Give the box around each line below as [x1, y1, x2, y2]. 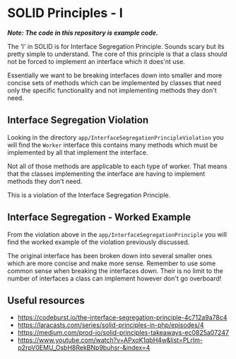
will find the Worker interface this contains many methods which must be [7, 140, 218, 149]
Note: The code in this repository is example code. [7, 28, 159, 37]
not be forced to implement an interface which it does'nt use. [7, 57, 185, 65]
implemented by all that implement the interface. [7, 148, 148, 157]
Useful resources [7, 294, 85, 306]
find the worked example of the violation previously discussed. [7, 238, 190, 246]
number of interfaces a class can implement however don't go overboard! [7, 274, 222, 282]
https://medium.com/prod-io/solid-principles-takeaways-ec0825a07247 [17, 328, 230, 337]
